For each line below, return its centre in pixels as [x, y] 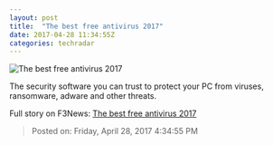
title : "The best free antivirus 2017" [87, 26]
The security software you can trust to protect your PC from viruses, [136, 86]
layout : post [34, 18]
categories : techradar [52, 43]
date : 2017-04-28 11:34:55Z [62, 34]
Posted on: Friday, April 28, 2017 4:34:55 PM [115, 131]
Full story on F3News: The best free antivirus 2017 [103, 113]
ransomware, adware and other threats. [83, 96]
